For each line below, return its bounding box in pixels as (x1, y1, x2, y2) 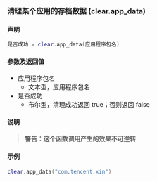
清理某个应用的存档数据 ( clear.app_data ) (7, 6, 146, 15)
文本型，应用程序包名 (27, 83, 90, 91)
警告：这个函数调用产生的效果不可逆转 (24, 135, 136, 143)
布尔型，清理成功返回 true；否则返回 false (27, 100, 150, 109)
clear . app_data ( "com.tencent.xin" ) (7, 168, 112, 175)
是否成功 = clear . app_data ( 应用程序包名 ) (7, 41, 120, 48)
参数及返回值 (7, 57, 44, 65)
